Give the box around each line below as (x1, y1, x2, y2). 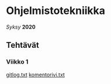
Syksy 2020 (6, 23, 36, 30)
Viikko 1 (6, 58, 29, 66)
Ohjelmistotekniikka (6, 4, 106, 17)
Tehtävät (6, 40, 39, 50)
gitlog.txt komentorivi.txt (6, 71, 65, 78)
